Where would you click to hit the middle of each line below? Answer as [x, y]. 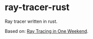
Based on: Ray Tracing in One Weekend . [47, 31]
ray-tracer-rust [37, 7]
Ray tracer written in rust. [31, 21]
